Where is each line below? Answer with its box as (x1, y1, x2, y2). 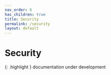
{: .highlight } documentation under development (5, 64, 106, 70)
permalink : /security (5, 21, 50, 26)
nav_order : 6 (5, 7, 32, 12)
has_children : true (5, 12, 46, 17)
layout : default (5, 26, 39, 31)
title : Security (5, 16, 39, 21)
